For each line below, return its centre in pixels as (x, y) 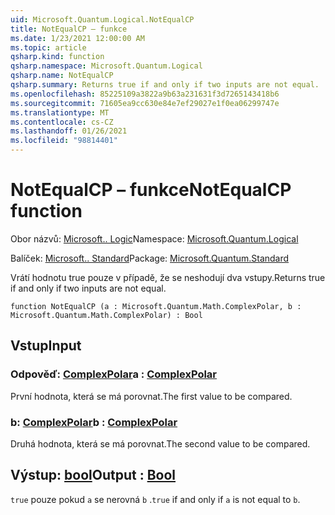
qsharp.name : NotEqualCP (62, 76)
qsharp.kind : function (57, 57)
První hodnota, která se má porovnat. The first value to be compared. (151, 396)
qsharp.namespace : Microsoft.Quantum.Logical (106, 66)
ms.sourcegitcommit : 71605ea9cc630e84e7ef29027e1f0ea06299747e (145, 103)
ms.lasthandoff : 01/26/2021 (69, 131)
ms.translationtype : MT (60, 112)
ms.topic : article (48, 47)
